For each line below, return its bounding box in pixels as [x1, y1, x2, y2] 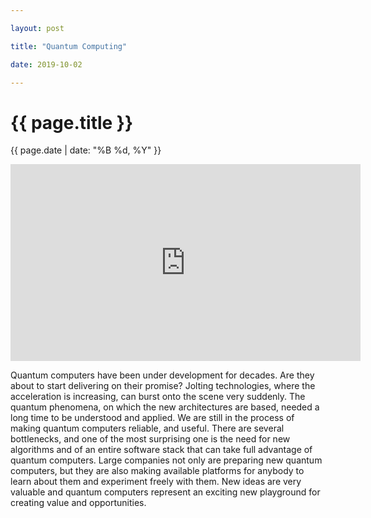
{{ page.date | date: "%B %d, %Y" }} [10, 144, 162, 156]
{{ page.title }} [10, 111, 134, 134]
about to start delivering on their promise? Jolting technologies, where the [10, 380, 316, 392]
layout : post [10, 23, 65, 33]
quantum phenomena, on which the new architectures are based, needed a [10, 401, 320, 413]
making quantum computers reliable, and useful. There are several [10, 422, 285, 435]
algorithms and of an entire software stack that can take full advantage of [10, 444, 313, 456]
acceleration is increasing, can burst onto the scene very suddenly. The [10, 391, 306, 403]
